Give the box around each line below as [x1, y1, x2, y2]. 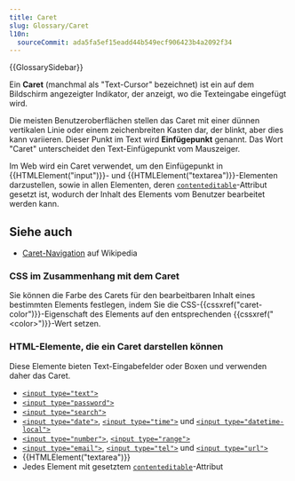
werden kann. [9, 199, 60, 209]
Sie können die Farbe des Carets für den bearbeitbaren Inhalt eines [9, 290, 256, 301]
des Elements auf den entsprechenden [90, 309, 232, 319]
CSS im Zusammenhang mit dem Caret [9, 270, 179, 282]
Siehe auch [9, 224, 73, 240]
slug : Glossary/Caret [9, 21, 90, 30]
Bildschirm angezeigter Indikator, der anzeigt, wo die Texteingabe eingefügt [9, 89, 287, 99]
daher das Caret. [9, 370, 71, 381]
